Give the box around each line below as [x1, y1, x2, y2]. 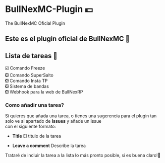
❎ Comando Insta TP [5, 78, 48, 84]
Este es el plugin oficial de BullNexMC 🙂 [5, 35, 130, 43]
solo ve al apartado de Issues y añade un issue [5, 118, 102, 124]
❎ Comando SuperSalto [5, 72, 54, 78]
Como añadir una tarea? [5, 102, 64, 109]
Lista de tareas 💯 [5, 51, 58, 60]
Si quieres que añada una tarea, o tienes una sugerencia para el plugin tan [5, 113, 157, 119]
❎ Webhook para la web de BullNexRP [5, 89, 83, 95]
